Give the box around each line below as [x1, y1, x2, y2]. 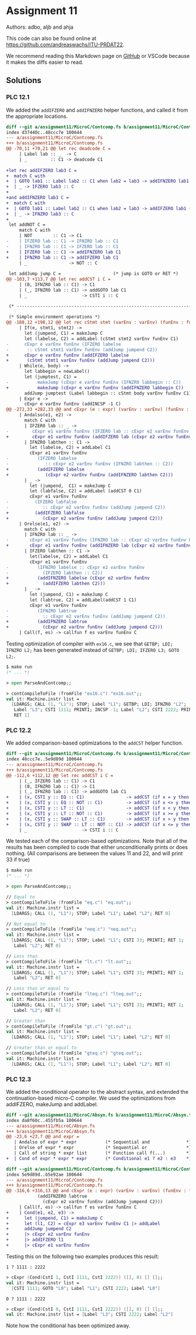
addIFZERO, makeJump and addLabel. [6, 1100, 98, 1107]
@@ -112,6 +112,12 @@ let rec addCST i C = [6, 773, 114, 778]
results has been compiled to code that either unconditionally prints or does [6, 844, 188, 851]
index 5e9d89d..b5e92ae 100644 [6, 1172, 82, 1178]
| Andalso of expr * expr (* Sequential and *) [13, 1140, 192, 1145]
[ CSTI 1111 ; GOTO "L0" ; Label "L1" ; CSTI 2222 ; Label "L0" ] [11, 1285, 160, 1291]
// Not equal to [6, 921, 45, 927]
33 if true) [6, 856, 30, 863]
